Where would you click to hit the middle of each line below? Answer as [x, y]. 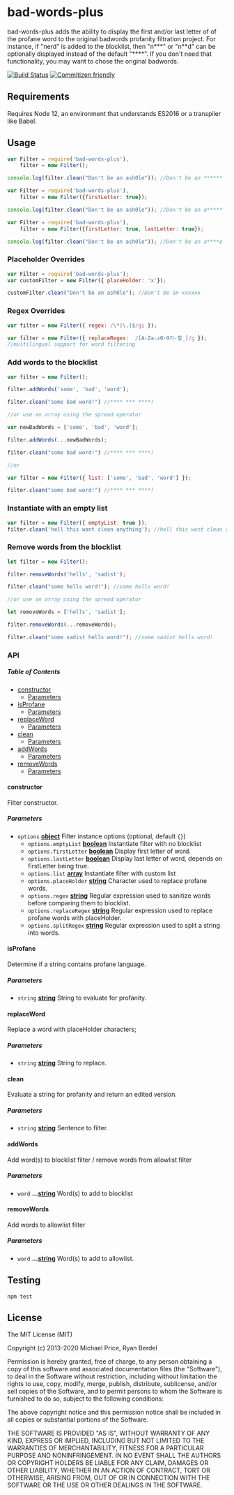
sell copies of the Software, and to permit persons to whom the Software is [115, 1392]
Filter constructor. [33, 802]
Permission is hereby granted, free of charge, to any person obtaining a [110, 1362]
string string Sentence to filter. [63, 1128]
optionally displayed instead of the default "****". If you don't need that [110, 54]
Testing [24, 1280]
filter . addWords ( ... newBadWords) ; [57, 440]
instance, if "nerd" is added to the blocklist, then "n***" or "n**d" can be [111, 46]
